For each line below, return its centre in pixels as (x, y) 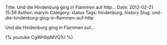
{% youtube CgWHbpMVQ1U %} (39, 37)
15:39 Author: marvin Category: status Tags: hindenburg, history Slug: (78, 12)
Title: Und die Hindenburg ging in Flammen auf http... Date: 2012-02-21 (79, 7)
